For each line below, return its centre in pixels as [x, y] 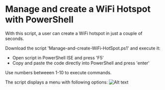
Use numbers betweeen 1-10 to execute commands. [58, 72]
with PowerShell [39, 20]
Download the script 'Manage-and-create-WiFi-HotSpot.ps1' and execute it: [83, 48]
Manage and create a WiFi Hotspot [78, 9]
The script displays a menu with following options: [56, 82]
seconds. [15, 39]
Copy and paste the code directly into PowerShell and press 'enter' [81, 63]
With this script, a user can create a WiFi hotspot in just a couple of [74, 33]
